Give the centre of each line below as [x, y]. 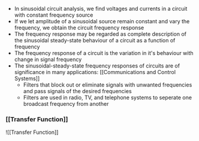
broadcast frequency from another [66, 104]
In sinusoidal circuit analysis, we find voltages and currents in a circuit [101, 9]
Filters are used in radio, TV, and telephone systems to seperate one [108, 97]
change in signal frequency [48, 59]
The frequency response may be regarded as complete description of [100, 34]
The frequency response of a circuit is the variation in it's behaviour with [104, 53]
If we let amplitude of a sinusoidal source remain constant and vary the [102, 21]
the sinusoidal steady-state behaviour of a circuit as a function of [95, 40]
